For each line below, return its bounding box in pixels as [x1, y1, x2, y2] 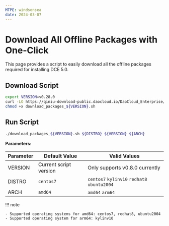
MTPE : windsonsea [5, 7, 42, 13]
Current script [38, 161, 71, 168]
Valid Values [109, 152, 140, 159]
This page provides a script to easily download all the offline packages [5, 61, 152, 67]
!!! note [5, 201, 20, 207]
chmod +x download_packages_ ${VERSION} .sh [5, 104, 96, 109]
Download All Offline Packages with [5, 34, 157, 45]
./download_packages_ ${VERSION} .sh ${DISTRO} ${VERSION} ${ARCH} [5, 131, 145, 136]
